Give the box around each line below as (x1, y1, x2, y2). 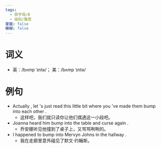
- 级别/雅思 (10, 17, 32, 22)
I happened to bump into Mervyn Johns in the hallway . (12, 131, 127, 137)
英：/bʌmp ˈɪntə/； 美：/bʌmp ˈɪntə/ (12, 67, 86, 73)
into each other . (12, 108, 47, 114)
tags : (5, 7, 17, 13)
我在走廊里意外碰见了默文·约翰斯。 (20, 137, 92, 143)
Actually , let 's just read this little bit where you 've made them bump (12, 103, 156, 109)
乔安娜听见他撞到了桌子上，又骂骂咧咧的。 (20, 126, 109, 132)
